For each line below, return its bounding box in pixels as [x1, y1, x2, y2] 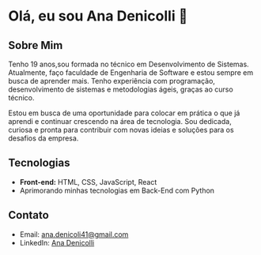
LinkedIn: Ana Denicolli [19, 238, 95, 247]
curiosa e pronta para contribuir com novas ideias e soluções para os [8, 126, 235, 134]
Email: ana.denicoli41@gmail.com [19, 229, 129, 239]
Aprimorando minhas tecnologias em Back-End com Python [19, 186, 215, 195]
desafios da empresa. [8, 133, 79, 143]
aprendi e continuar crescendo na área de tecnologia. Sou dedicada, [8, 117, 232, 126]
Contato [8, 208, 49, 222]
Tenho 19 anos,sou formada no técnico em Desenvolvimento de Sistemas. [8, 59, 249, 69]
